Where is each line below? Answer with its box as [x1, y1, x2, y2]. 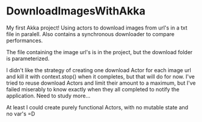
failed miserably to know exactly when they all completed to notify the [6, 85, 180, 93]
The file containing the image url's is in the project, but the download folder [6, 48, 193, 55]
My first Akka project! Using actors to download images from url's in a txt [6, 24, 188, 31]
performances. [6, 37, 43, 44]
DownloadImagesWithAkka [6, 4, 146, 18]
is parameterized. [6, 55, 50, 62]
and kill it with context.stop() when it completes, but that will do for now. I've [6, 73, 195, 80]
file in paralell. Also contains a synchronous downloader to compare [6, 30, 175, 37]
